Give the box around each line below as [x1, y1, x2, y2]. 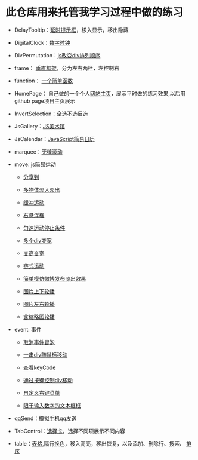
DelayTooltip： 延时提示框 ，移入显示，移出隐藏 [14, 26, 129, 33]
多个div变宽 [23, 237, 52, 244]
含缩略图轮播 [23, 313, 55, 320]
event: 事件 [14, 326, 42, 333]
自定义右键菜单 [23, 389, 60, 396]
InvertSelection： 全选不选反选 [14, 110, 88, 117]
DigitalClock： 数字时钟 [14, 39, 70, 46]
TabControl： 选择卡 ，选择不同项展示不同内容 [14, 427, 126, 434]
